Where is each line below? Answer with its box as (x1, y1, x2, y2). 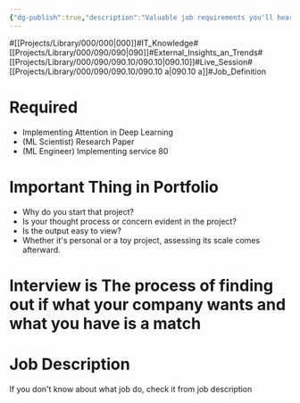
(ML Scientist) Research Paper (21, 136, 135, 147)
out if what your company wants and (9, 294, 287, 315)
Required (9, 97, 79, 117)
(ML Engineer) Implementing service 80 (21, 145, 169, 156)
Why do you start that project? (21, 206, 135, 217)
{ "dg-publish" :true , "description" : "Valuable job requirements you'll (9, 12, 274, 22)
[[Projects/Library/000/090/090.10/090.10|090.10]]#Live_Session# (9, 56, 253, 67)
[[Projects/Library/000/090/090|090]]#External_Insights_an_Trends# (9, 46, 263, 58)
